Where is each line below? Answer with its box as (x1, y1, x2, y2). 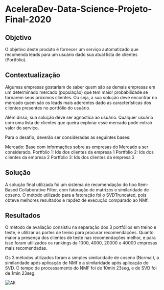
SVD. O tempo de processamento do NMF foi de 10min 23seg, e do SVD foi (5, 265, 157, 271)
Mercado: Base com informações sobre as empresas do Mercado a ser (5, 144, 148, 150)
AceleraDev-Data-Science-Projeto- (5, 3, 152, 15)
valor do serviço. (5, 125, 39, 131)
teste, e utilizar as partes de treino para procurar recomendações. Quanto (5, 230, 154, 236)
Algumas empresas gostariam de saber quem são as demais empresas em (5, 84, 156, 90)
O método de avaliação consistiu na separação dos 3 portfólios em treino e (5, 224, 157, 230)
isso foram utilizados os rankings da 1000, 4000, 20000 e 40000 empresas (5, 240, 158, 246)
